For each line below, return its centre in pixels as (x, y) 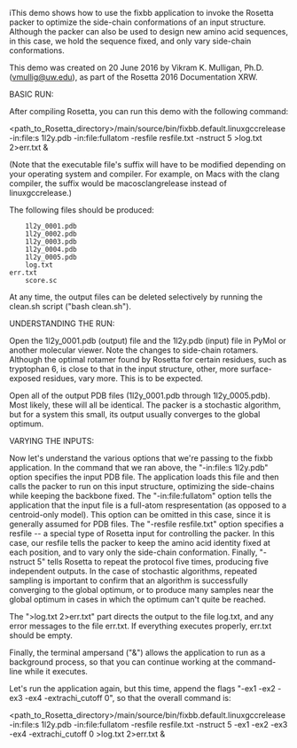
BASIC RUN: (31, 94)
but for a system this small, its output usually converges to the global (135, 414)
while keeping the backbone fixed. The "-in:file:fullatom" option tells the (141, 496)
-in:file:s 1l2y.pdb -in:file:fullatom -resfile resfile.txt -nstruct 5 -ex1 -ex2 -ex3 (148, 725)
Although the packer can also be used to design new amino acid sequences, (149, 31)
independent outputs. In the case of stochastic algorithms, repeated (133, 571)
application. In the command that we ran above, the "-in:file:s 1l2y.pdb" (139, 467)
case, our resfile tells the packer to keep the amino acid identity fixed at (140, 543)
